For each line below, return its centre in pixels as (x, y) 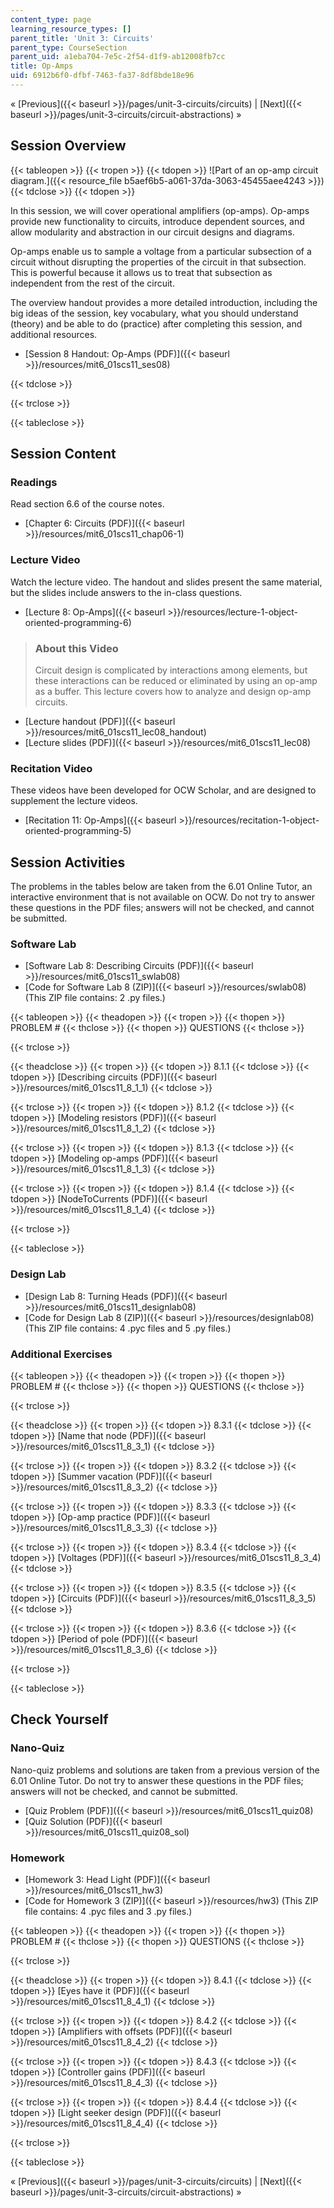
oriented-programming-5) (78, 831)
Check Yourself (59, 1719)
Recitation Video (51, 768)
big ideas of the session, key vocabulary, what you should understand (154, 313)
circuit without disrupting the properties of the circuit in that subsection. (158, 262)
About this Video (76, 648)
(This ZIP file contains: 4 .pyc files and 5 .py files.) (128, 1328)
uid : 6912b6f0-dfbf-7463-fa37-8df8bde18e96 (102, 76)
